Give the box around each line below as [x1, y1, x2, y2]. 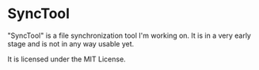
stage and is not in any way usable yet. [7, 39, 135, 48]
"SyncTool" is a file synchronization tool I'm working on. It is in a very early [7, 31, 251, 40]
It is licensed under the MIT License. [7, 54, 126, 64]
